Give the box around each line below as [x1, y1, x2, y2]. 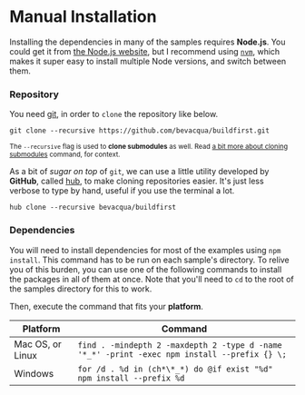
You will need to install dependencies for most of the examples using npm [9, 244, 281, 255]
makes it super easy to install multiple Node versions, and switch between [9, 55, 287, 66]
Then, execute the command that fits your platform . [9, 301, 204, 311]
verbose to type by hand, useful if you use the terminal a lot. [9, 185, 235, 196]
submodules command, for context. [9, 150, 121, 160]
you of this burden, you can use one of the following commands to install [9, 263, 282, 274]
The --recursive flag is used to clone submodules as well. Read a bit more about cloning [9, 143, 289, 152]
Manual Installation [9, 6, 157, 27]
